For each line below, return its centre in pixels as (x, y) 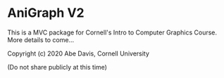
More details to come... (41, 39)
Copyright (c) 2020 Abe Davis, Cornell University (79, 53)
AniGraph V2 (46, 13)
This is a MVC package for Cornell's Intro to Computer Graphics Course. (112, 32)
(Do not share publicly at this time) (57, 67)
